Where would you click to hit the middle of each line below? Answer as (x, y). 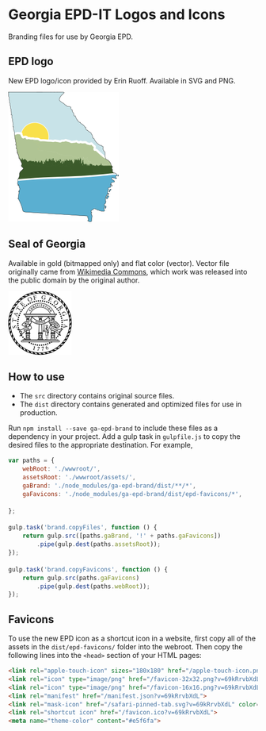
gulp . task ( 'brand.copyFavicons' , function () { (88, 569)
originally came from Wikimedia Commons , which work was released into (128, 271)
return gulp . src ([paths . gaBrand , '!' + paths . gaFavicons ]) (122, 536)
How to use (36, 377)
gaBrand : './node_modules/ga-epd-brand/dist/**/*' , (109, 486)
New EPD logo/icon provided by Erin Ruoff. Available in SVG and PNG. (122, 80)
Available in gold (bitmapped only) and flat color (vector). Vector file (119, 263)
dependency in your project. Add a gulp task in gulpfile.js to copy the (124, 437)
